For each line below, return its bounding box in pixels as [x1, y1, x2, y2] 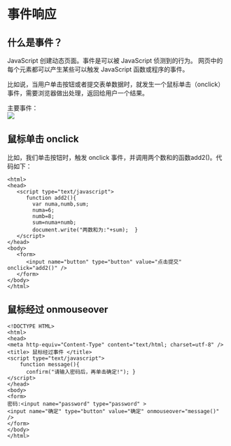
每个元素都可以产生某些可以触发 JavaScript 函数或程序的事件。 [7, 65, 189, 74]
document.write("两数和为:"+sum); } [32, 226, 139, 234]
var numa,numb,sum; [32, 201, 90, 208]
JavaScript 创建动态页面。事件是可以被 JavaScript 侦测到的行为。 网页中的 [7, 57, 223, 65]
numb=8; [32, 212, 55, 219]
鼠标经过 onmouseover [7, 304, 108, 316]
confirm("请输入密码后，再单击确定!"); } [25, 368, 136, 375]
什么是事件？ [7, 36, 63, 48]
